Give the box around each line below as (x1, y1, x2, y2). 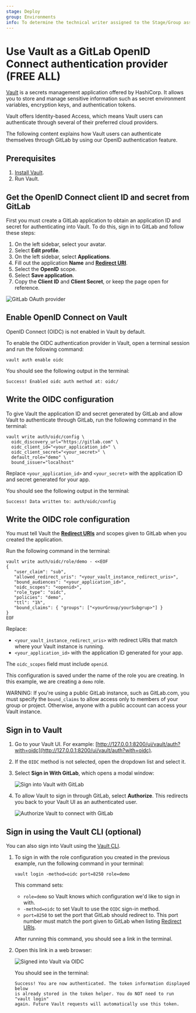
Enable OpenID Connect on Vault (6, 313, 127, 323)
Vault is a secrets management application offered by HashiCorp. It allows (6, 89, 184, 96)
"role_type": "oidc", (13, 590, 66, 596)
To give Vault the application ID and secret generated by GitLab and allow (6, 410, 183, 417)
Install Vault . (14, 169, 44, 176)
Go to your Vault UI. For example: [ (14, 741, 98, 748)
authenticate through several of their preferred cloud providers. (6, 119, 159, 126)
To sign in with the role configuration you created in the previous (14, 854, 170, 861)
